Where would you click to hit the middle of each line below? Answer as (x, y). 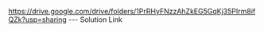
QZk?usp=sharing (38, 20)
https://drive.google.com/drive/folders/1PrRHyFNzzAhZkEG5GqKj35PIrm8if (132, 11)
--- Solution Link (95, 20)
